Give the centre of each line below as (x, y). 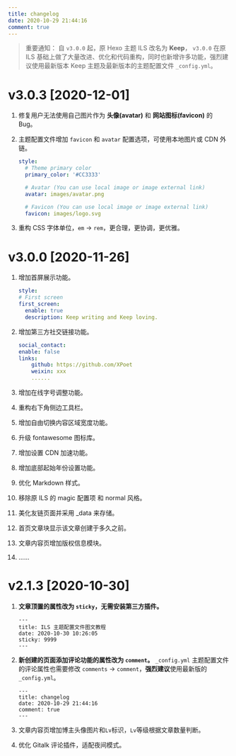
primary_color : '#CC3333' (63, 175)
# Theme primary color (58, 168)
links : (28, 359)
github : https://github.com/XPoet (82, 365)
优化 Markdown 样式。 (51, 483)
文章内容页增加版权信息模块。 (61, 543)
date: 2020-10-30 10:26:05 (58, 633)
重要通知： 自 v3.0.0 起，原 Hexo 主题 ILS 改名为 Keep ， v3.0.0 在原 (125, 48)
